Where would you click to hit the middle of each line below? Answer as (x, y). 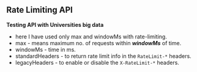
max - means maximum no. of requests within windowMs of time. (98, 43)
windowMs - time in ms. (46, 49)
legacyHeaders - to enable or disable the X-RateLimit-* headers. (97, 62)
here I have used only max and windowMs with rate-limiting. (91, 37)
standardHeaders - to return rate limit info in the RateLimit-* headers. (103, 56)
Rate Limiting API (40, 10)
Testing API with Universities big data (55, 24)
